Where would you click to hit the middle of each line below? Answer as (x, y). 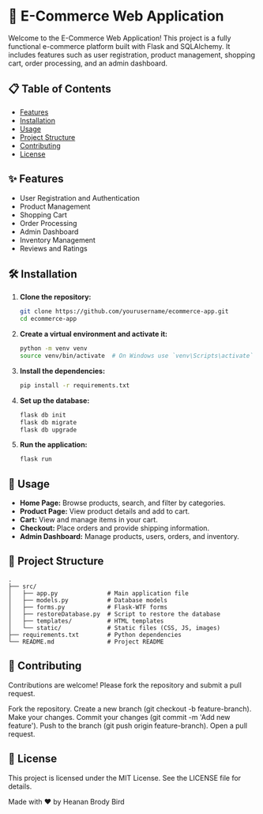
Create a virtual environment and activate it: (94, 334)
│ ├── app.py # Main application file (99, 593)
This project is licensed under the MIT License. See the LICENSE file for (125, 778)
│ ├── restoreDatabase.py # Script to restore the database (115, 614)
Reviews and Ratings (54, 248)
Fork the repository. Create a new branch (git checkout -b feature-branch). (130, 708)
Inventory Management (58, 239)
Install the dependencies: (62, 371)
